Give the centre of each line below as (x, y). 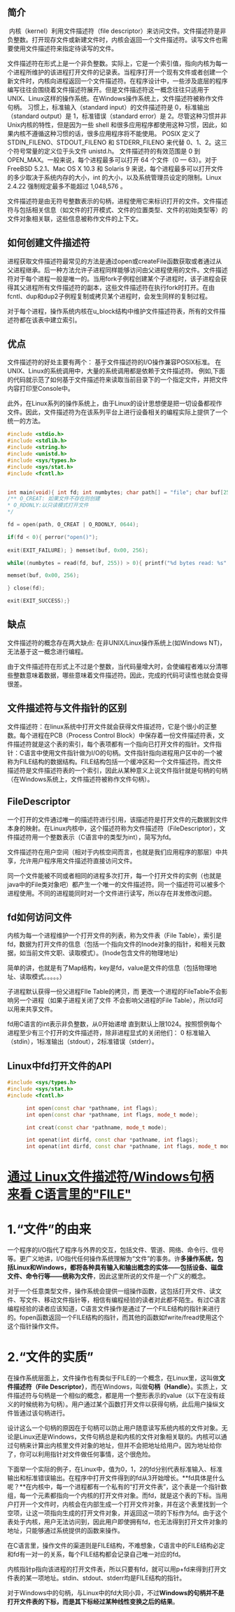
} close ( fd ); (26, 588)
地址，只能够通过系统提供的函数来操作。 (65, 1531)
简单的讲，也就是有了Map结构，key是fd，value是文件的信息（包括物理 (109, 968)
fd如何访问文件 (40, 917)
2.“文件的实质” (50, 1357)
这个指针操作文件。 (35, 1326)
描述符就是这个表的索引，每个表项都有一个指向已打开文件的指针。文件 (114, 744)
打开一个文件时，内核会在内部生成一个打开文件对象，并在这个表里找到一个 (120, 1505)
